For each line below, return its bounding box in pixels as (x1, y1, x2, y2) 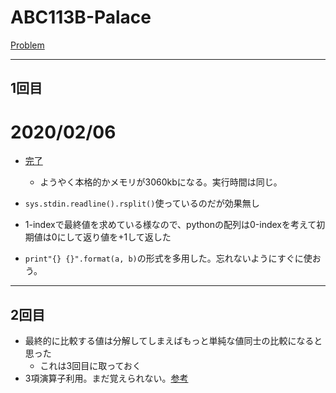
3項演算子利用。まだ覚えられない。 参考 (24, 372, 189, 385)
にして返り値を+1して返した (56, 231, 172, 243)
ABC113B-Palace (10, 6, 152, 29)
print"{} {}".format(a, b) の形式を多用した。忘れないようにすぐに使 (24, 252, 313, 265)
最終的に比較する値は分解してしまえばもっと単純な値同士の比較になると (24, 335, 323, 347)
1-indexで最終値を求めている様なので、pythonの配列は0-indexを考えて (24, 219, 317, 231)
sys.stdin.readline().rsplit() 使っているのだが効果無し (24, 197, 260, 210)
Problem (10, 39, 45, 51)
